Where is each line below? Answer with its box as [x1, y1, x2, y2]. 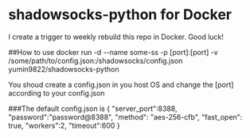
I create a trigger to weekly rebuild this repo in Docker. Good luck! [8, 32, 225, 41]
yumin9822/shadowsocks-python [8, 64, 119, 73]
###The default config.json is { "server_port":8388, [8, 104, 178, 113]
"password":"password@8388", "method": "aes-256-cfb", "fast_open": [8, 112, 243, 121]
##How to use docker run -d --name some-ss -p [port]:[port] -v [8, 47, 219, 57]
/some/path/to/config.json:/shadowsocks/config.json [8, 56, 183, 65]
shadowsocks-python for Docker [8, 6, 232, 24]
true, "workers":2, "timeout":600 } [8, 120, 121, 130]
